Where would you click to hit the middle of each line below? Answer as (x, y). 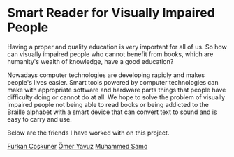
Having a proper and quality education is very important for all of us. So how (117, 47)
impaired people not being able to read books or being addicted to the (108, 104)
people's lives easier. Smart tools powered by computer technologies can (113, 82)
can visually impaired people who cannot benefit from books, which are (110, 54)
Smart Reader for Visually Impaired (111, 13)
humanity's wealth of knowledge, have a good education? (90, 61)
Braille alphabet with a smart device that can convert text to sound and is (112, 112)
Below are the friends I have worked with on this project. (88, 133)
